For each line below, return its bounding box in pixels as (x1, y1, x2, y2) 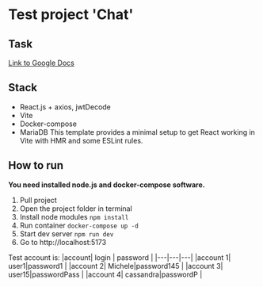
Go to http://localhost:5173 (19, 237, 107, 247)
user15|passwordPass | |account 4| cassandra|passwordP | (8, 270, 203, 279)
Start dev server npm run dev (19, 228, 114, 239)
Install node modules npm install (19, 212, 129, 221)
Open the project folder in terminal (19, 204, 132, 213)
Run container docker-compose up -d (19, 220, 139, 230)
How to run (8, 159, 64, 172)
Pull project (19, 195, 57, 205)
